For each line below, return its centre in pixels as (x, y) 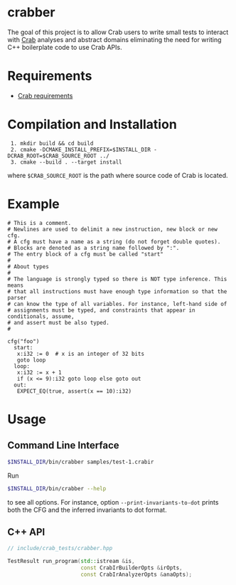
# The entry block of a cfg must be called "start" (85, 254)
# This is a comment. (39, 223)
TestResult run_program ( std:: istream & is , (71, 562)
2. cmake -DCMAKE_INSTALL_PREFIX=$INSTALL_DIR (81, 149)
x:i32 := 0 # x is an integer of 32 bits (80, 354)
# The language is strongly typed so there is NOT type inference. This (117, 279)
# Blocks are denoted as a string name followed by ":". (93, 248)
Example (33, 204)
